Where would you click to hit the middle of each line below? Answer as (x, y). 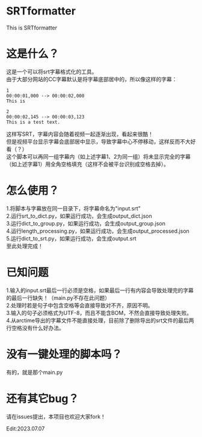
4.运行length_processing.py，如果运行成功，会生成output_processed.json (98, 231)
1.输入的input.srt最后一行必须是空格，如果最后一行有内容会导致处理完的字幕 (100, 290)
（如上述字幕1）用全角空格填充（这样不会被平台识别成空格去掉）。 (88, 164)
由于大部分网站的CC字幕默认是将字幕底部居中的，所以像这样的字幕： (92, 79)
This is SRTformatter (32, 28)
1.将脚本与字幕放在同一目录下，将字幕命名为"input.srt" (74, 208)
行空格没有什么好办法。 (35, 328)
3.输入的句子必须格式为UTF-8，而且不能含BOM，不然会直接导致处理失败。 (99, 313)
